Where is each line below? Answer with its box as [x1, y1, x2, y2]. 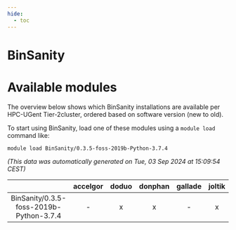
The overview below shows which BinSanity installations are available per [7, 103, 221, 111]
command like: [7, 131, 50, 139]
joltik [208, 181, 226, 191]
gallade [176, 181, 202, 191]
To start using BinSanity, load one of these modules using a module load [7, 124, 216, 132]
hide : [7, 10, 23, 18]
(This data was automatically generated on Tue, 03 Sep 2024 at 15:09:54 [7, 157, 221, 165]
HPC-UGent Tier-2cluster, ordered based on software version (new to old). [7, 110, 223, 118]
